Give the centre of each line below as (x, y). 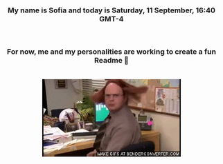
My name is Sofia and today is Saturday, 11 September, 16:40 (111, 10)
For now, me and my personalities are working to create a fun (111, 52)
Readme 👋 (111, 61)
